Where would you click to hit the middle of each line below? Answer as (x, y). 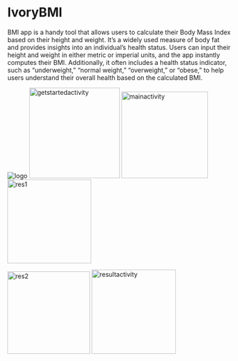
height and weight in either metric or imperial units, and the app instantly (114, 55)
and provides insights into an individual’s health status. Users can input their (119, 47)
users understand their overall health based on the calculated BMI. (105, 77)
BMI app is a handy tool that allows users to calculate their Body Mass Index (119, 32)
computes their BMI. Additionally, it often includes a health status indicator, (117, 62)
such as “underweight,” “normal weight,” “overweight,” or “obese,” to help (116, 70)
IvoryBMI (35, 12)
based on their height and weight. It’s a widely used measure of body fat (113, 39)
